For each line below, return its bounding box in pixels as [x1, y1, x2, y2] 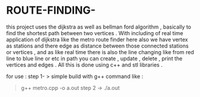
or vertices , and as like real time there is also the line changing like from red [6, 48, 195, 55]
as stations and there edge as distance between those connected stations [6, 42, 189, 49]
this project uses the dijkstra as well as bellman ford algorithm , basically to [6, 23, 192, 30]
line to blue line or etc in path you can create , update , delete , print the [6, 55, 183, 62]
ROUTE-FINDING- [6, 4, 96, 17]
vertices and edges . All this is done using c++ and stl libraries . [6, 61, 163, 68]
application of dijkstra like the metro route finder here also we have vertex [6, 36, 189, 43]
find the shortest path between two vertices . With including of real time [6, 29, 184, 36]
